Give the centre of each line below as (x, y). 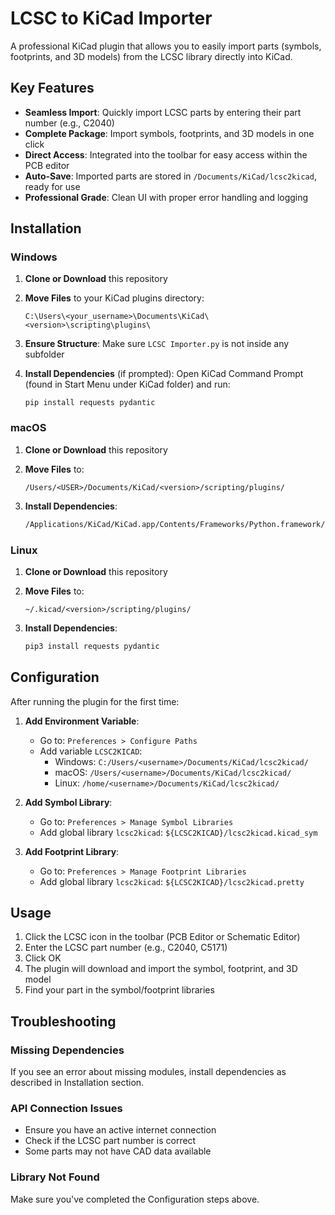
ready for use (52, 186)
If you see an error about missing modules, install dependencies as (148, 1072)
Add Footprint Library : (72, 851)
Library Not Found (55, 1177)
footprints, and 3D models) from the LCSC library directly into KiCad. (151, 56)
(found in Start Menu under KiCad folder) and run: (127, 384)
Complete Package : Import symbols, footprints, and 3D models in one (169, 133)
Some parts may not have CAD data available (118, 1151)
